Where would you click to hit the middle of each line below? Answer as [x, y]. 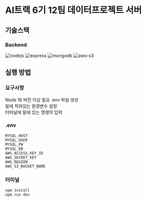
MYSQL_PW [14, 144]
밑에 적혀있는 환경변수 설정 [31, 106]
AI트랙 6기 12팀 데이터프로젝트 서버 [73, 10]
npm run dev [17, 195]
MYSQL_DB [14, 149]
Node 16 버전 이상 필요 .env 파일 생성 [42, 100]
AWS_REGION [16, 162]
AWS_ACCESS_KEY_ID [24, 153]
